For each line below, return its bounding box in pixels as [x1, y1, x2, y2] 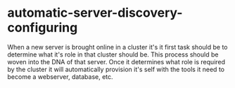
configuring [7, 20, 78, 36]
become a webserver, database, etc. [7, 72, 114, 81]
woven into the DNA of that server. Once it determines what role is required [7, 57, 226, 66]
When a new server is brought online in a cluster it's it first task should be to [7, 43, 228, 51]
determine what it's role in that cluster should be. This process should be [7, 50, 219, 59]
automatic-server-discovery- [7, 5, 183, 21]
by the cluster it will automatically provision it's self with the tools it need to [7, 65, 225, 73]
